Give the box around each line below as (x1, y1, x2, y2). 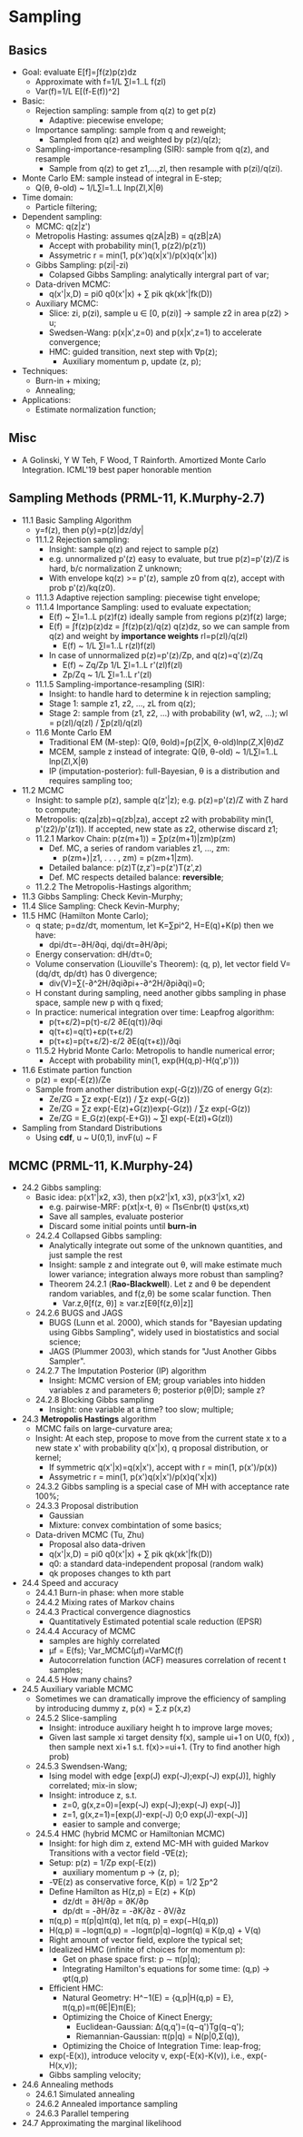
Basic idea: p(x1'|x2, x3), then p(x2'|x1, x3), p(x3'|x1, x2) (34, 1192, 246, 1203)
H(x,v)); (48, 2060, 78, 2071)
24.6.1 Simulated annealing (34, 2089, 135, 2100)
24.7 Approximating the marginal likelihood (21, 2118, 182, 2129)
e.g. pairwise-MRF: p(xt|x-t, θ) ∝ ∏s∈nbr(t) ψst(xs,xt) (48, 1201, 250, 1213)
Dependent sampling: (21, 212, 103, 222)
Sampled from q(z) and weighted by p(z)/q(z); (48, 134, 221, 144)
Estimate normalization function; (34, 404, 156, 415)
